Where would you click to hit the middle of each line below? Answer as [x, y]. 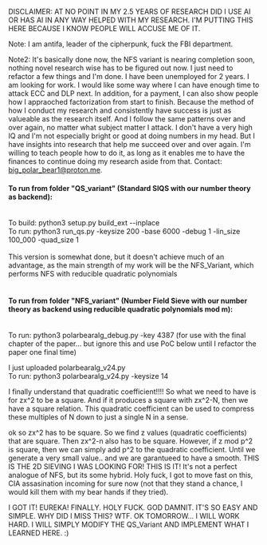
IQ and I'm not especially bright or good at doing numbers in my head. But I [132, 136]
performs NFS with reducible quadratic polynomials [93, 274]
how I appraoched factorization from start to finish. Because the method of [131, 102]
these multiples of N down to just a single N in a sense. [98, 417]
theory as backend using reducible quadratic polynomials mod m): [121, 309]
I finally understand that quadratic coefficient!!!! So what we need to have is [132, 392]
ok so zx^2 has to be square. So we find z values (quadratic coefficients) [128, 433]
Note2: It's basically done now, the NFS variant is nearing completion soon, [132, 60]
